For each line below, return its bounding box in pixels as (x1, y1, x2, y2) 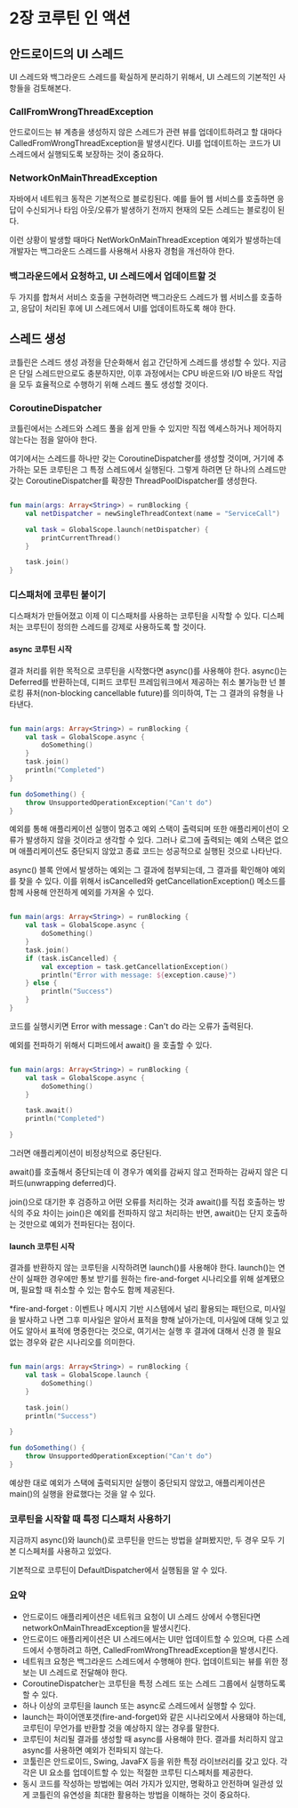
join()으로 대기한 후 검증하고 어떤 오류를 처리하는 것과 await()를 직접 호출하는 (9, 1197, 277, 1207)
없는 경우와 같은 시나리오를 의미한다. (9, 1336, 135, 1348)
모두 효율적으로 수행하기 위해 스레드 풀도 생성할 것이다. (18, 379, 209, 390)
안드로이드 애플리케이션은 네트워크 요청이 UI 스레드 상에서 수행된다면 (21, 1611, 261, 1622)
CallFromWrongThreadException (9, 105, 154, 117)
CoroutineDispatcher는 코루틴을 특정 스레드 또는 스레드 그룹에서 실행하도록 (21, 1678, 286, 1689)
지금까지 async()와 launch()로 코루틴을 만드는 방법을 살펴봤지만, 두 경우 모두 (9, 1535, 276, 1546)
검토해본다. (32, 83, 72, 93)
